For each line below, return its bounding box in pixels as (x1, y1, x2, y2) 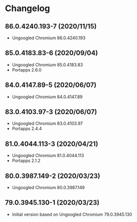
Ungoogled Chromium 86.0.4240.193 (12, 35, 86, 41)
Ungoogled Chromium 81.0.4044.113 (12, 153, 84, 159)
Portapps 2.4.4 (12, 126, 42, 132)
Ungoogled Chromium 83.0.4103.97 (12, 120, 83, 126)
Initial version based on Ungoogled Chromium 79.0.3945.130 (12, 211, 133, 217)
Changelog (5, 3, 50, 14)
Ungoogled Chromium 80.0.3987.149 (12, 185, 85, 191)
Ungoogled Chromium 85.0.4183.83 (12, 61, 83, 68)
